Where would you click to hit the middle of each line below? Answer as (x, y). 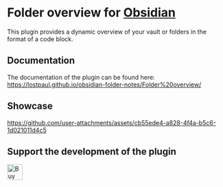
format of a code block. (40, 38)
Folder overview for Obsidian (92, 13)
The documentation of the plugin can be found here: (81, 77)
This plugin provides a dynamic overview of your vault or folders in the (107, 32)
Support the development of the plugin (92, 152)
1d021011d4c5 (27, 130)
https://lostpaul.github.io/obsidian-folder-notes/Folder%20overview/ (104, 85)
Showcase (30, 106)
